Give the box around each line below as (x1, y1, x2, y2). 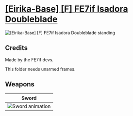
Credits (5, 44, 28, 52)
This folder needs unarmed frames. (5, 66, 76, 72)
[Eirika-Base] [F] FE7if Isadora (5, 3, 128, 15)
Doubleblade (5, 14, 58, 25)
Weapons (5, 80, 35, 88)
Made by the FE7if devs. (5, 57, 54, 63)
